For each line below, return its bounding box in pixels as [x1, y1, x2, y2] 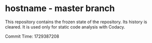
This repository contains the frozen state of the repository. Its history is [5, 19, 147, 25]
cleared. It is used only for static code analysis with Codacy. [5, 24, 125, 29]
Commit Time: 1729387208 [5, 33, 59, 39]
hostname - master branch [5, 3, 115, 14]
